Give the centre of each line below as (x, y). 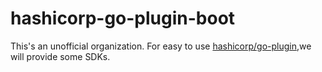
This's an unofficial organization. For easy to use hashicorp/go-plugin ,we (161, 46)
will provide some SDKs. (60, 56)
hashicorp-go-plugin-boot (123, 18)
